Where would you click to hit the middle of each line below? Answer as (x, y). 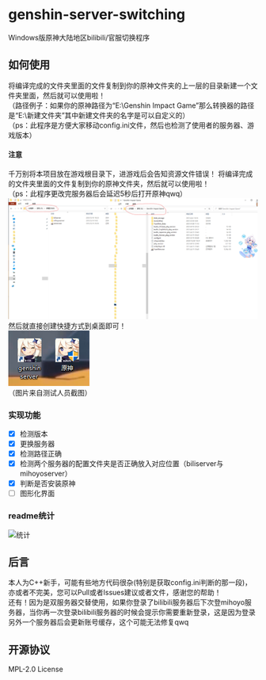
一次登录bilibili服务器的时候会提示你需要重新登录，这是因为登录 (152, 613)
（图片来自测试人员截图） (50, 392)
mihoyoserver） (46, 474)
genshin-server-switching (97, 15)
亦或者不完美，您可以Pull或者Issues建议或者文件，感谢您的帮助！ (115, 593)
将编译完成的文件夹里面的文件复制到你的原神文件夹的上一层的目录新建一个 (129, 86)
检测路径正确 (40, 454)
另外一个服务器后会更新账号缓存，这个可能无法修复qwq (99, 622)
